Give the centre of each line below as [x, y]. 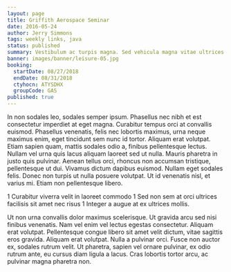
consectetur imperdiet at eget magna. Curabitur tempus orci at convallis [110, 124]
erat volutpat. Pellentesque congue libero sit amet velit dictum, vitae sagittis [115, 232]
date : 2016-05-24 [32, 26]
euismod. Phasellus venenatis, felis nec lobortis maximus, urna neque [107, 132]
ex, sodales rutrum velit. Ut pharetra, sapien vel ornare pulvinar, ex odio [109, 247]
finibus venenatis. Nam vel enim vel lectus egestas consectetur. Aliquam [110, 225]
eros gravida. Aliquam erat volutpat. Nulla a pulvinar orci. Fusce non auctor [114, 239]
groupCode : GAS [35, 91]
